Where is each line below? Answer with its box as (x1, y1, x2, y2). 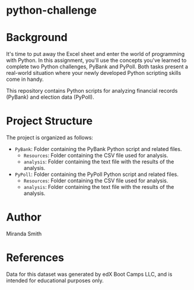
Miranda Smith (6, 230, 42, 237)
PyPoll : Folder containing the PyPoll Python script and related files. (14, 171, 179, 178)
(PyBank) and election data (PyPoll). (6, 93, 94, 101)
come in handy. (6, 75, 44, 83)
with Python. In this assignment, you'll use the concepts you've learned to (6, 57, 187, 64)
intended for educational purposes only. (6, 277, 104, 284)
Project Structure (6, 114, 93, 128)
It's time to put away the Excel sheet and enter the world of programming (6, 51, 185, 58)
